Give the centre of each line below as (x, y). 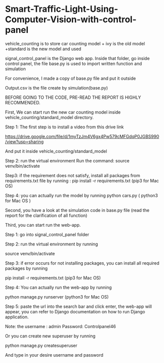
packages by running (26, 268)
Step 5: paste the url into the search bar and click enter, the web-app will (79, 306)
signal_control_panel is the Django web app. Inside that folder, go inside (78, 58)
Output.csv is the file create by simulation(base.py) (57, 88)
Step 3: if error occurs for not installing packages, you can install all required (82, 263)
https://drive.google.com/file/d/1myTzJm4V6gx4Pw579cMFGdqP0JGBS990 (82, 136)
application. (17, 317)
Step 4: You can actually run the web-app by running (59, 287)
